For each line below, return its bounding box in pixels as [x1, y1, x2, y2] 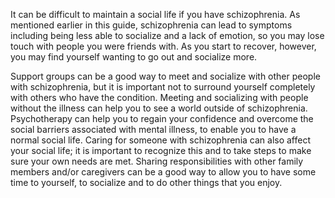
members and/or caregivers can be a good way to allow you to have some [10, 166, 317, 178]
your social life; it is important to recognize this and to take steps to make [10, 145, 312, 156]
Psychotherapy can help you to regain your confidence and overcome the [10, 113, 314, 124]
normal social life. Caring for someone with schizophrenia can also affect [10, 134, 312, 146]
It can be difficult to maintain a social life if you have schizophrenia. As [10, 9, 301, 20]
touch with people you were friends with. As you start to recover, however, [10, 40, 317, 52]
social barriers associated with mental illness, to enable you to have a [10, 124, 297, 135]
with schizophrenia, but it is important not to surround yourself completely [10, 81, 316, 93]
